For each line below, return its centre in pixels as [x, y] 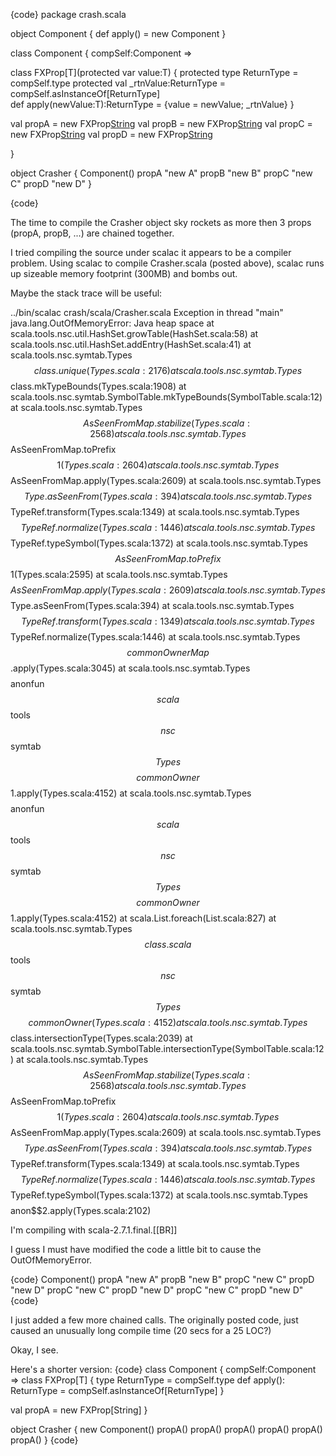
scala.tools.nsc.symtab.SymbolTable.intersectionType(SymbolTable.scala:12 [167, 1048]
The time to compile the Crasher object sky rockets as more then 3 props [161, 222]
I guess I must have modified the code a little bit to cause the [136, 1249]
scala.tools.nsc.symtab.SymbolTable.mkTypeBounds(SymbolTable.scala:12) [166, 397]
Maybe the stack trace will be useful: [86, 293]
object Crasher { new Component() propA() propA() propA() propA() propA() [166, 1429]
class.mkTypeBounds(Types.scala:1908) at [98, 386]
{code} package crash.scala [68, 14]
